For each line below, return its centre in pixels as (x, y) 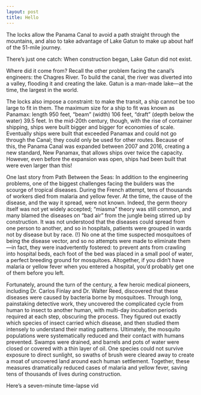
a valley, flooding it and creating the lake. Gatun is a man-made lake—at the (100, 83)
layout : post (22, 12)
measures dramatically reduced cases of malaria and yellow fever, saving (97, 367)
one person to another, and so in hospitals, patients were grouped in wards (99, 228)
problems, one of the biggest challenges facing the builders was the (91, 183)
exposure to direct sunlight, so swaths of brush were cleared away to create (100, 355)
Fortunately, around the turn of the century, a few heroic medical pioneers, (98, 284)
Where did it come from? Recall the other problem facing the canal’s (90, 70)
